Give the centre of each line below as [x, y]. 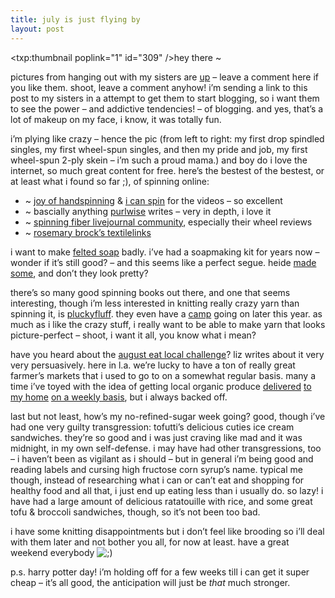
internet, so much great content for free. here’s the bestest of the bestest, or [167, 170]
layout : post [37, 29]
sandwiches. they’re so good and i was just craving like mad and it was [156, 437]
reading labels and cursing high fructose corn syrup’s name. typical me [156, 469]
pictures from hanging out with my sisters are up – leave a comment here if [165, 77]
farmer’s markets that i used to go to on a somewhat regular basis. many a [163, 375]
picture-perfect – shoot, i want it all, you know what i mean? [133, 335]
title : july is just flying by [75, 19]
